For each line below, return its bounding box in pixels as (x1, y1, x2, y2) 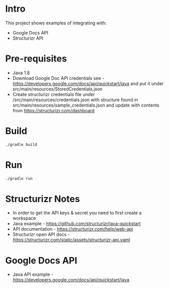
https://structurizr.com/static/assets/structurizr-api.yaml (12, 237, 131, 243)
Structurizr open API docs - (12, 232, 70, 238)
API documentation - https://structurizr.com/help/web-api (12, 226, 133, 232)
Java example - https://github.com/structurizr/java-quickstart (12, 220, 141, 227)
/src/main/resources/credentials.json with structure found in (12, 97, 138, 103)
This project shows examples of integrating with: (5, 20, 107, 26)
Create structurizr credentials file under (12, 91, 95, 97)
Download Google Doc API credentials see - (12, 75, 105, 81)
